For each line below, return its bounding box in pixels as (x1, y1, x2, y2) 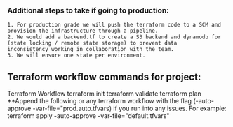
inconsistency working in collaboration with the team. (7, 46, 174, 53)
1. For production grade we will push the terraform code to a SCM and (7, 22, 221, 29)
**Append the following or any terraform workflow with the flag (7, 97, 192, 105)
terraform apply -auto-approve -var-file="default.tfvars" (7, 112, 170, 120)
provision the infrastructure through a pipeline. (7, 27, 159, 35)
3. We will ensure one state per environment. (7, 52, 146, 59)
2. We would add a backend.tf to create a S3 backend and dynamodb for (7, 33, 221, 40)
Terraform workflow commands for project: (7, 70, 201, 82)
